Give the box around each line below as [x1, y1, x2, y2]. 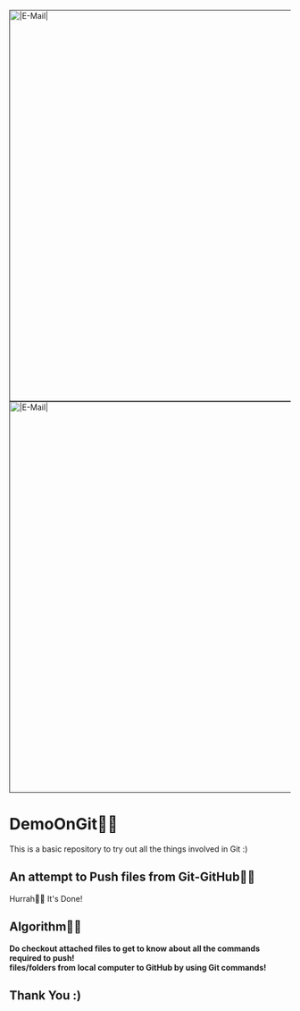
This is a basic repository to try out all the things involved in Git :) [9, 843, 248, 854]
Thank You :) [9, 988, 82, 1003]
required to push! [9, 952, 75, 963]
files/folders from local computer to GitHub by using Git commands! [9, 962, 267, 973]
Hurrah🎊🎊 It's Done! [9, 893, 83, 904]
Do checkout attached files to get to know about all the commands [9, 943, 261, 954]
